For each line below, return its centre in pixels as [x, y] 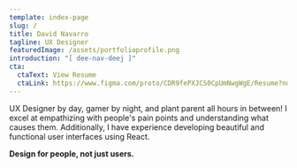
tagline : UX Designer [49, 42]
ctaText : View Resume [57, 75]
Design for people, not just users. [72, 153]
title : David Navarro [49, 34]
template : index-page [49, 17]
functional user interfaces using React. [80, 136]
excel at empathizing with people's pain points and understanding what [139, 118]
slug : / [23, 26]
